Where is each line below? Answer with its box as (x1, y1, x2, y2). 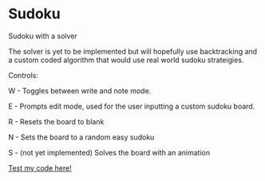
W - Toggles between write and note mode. (8, 85, 152, 96)
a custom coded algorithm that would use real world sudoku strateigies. (8, 55, 244, 65)
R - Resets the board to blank (8, 116, 105, 126)
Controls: (8, 70, 38, 80)
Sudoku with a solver (8, 31, 77, 41)
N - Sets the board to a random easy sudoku (8, 132, 155, 142)
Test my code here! (8, 163, 72, 172)
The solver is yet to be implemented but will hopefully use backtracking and (8, 46, 258, 56)
